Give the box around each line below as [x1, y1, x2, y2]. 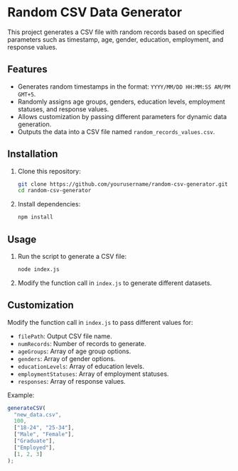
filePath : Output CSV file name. [17, 331, 112, 340]
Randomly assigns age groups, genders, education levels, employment [17, 97, 225, 106]
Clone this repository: [17, 167, 81, 175]
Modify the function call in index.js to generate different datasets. [17, 278, 212, 287]
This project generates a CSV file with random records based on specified [7, 28, 225, 36]
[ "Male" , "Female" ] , [13, 431, 75, 438]
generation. [17, 120, 52, 128]
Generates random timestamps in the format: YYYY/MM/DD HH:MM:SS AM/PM [17, 82, 231, 91]
